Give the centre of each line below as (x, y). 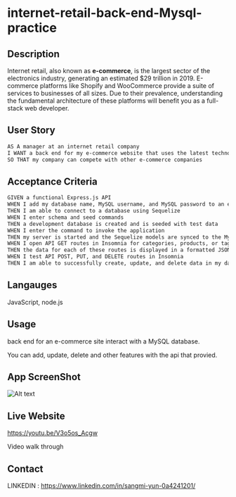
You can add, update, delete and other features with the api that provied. (112, 355)
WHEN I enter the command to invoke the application (86, 230)
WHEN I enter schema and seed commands (66, 217)
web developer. (47, 108)
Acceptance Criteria (52, 181)
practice (32, 28)
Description (33, 54)
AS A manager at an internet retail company (73, 146)
